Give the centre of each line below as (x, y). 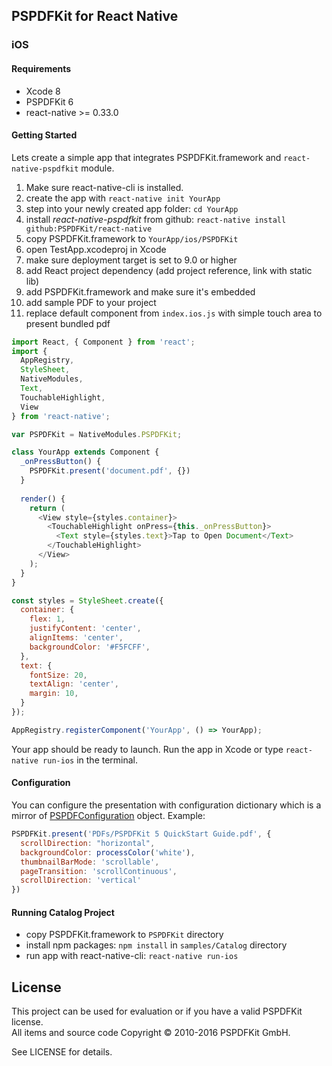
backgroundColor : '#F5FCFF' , (90, 647)
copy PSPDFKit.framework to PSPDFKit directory (124, 935)
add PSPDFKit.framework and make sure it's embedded (140, 291)
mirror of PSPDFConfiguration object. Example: (108, 816)
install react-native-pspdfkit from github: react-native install (156, 219)
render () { (43, 499)
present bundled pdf (68, 323)
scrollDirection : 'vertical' (81, 880)
